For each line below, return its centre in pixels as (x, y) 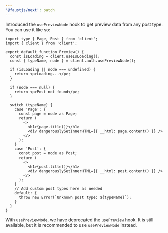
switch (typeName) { (31, 105)
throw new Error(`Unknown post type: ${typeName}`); (75, 197)
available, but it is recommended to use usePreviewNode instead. (71, 225)
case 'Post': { (30, 149)
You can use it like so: (28, 29)
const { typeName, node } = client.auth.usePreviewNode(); (73, 61)
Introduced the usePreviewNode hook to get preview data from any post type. (84, 24)
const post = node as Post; (48, 153)
